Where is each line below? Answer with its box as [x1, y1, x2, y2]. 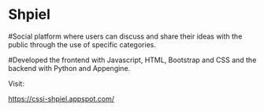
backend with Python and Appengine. [8, 63, 131, 72]
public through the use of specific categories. [8, 39, 156, 49]
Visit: [8, 79, 25, 88]
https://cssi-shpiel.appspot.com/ [8, 94, 115, 103]
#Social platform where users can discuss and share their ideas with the [8, 31, 243, 41]
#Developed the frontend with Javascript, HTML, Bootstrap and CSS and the [8, 55, 257, 65]
